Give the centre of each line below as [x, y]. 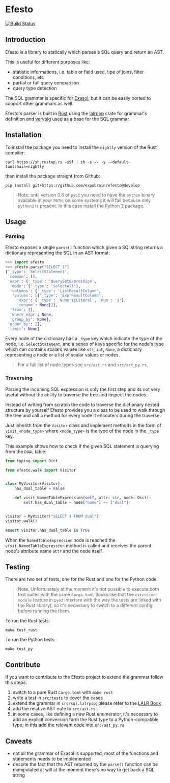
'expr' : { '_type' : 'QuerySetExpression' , [52, 281]
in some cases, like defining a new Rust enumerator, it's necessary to [85, 714]
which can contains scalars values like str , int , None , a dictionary [74, 349]
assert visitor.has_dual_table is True [48, 530]
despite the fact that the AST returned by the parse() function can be [85, 764]
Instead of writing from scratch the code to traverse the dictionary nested [82, 405]
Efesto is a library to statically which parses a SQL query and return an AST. [85, 52]
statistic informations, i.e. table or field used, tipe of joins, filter [78, 72]
